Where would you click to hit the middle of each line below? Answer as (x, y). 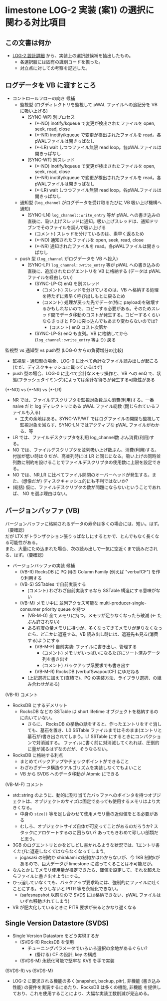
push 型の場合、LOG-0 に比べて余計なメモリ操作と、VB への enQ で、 (84, 373)
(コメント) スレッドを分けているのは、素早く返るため (89, 234)
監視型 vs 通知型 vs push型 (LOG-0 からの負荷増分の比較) (64, 350)
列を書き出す (55, 659)
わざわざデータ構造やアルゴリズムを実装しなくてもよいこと (81, 767)
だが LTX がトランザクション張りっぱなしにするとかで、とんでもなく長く (80, 536)
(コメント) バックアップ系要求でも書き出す (86, 665)
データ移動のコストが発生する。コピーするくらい (110, 314)
